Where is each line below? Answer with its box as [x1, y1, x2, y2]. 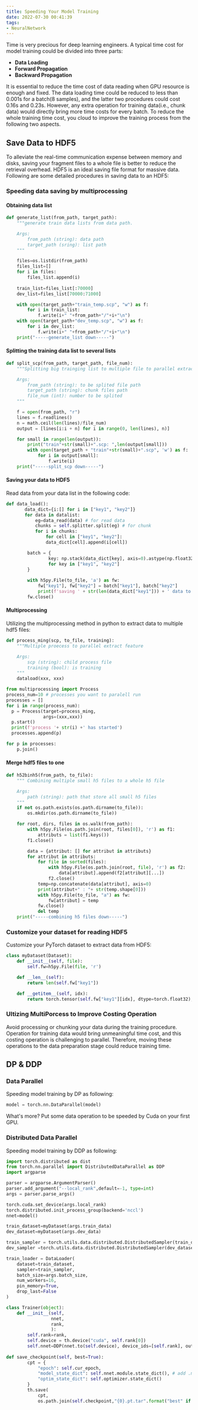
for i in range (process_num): [6, 703, 81, 709]
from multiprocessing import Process [6, 686, 99, 693]
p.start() [11, 719, 35, 725]
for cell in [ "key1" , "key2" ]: [45, 534, 123, 540]
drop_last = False [16, 1288, 57, 1295]
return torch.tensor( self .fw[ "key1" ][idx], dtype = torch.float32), [27, 996, 194, 1002]
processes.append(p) [11, 730, 62, 736]
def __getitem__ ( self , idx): [16, 990, 88, 997]
